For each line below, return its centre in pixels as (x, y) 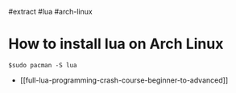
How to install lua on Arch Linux (116, 44)
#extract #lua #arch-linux (50, 12)
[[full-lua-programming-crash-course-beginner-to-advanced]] (124, 80)
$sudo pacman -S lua (43, 65)
